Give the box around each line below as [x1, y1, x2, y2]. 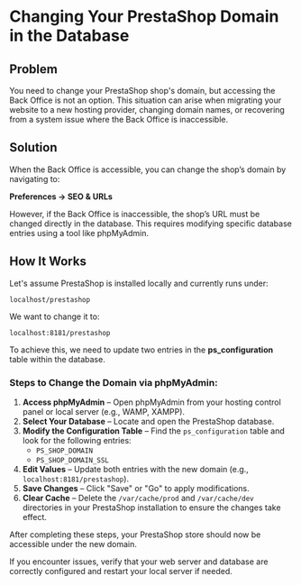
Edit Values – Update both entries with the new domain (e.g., [22, 463, 250, 474]
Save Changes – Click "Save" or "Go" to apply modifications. [22, 482, 250, 493]
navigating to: [9, 173, 60, 184]
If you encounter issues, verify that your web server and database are [9, 556, 269, 567]
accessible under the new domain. [9, 538, 138, 549]
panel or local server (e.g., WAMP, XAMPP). [22, 406, 186, 416]
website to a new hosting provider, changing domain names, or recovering [9, 105, 286, 114]
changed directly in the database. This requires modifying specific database [9, 218, 293, 229]
